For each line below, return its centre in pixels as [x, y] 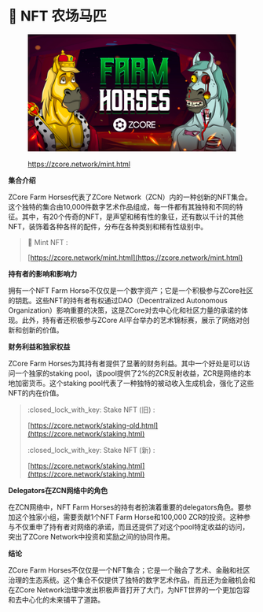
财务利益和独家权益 [39, 347]
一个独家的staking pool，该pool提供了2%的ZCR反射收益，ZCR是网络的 [130, 373]
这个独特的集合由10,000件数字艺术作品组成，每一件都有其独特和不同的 [122, 207]
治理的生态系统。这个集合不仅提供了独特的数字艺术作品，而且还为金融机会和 [132, 580]
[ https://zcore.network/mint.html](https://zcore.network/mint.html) [135, 258]
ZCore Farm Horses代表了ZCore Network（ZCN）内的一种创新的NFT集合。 [130, 197]
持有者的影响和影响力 [42, 274]
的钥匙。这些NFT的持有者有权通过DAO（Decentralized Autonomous [118, 301]
